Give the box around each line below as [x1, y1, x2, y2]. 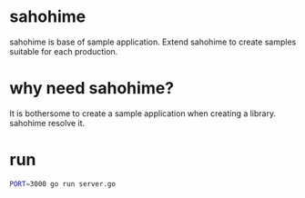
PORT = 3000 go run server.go [9, 179, 117, 188]
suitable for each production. [9, 45, 118, 56]
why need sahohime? [9, 78, 175, 99]
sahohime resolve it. [9, 117, 86, 128]
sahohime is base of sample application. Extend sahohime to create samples [9, 36, 297, 47]
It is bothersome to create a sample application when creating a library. [9, 107, 276, 119]
